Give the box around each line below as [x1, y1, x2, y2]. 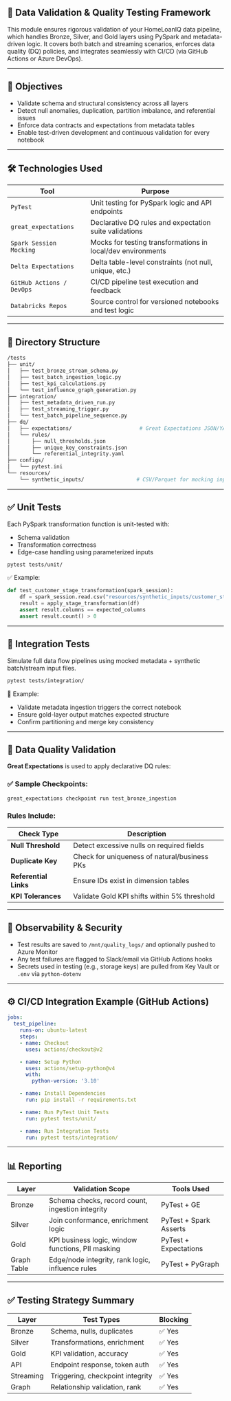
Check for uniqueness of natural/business [73, 851, 208, 861]
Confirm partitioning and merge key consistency [16, 717, 154, 726]
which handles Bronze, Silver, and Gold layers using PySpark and [7, 32, 192, 41]
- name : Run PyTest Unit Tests [19, 1109, 109, 1116]
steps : [19, 1033, 38, 1041]
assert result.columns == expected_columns [19, 607, 146, 613]
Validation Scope [73, 1184, 131, 1194]
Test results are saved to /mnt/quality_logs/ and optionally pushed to [16, 940, 216, 948]
